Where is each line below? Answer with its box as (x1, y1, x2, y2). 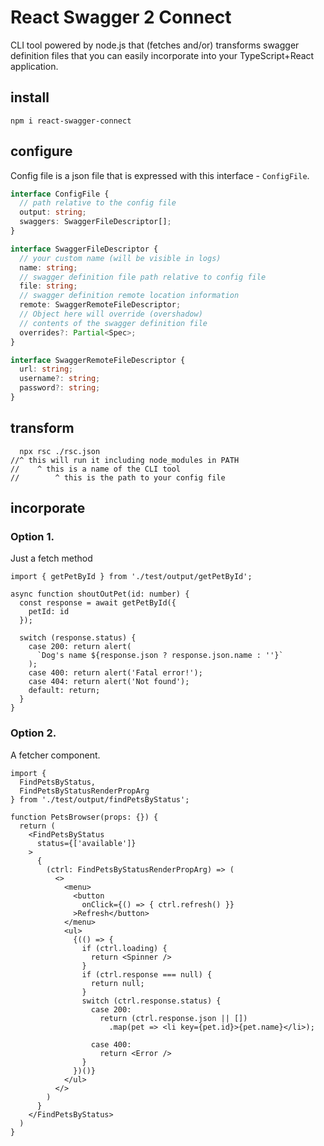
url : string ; (19, 364, 74, 375)
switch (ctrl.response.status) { (81, 996, 222, 1006)
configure (10, 143, 73, 160)
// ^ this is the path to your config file (10, 472, 226, 483)
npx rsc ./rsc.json (19, 446, 101, 456)
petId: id (28, 607, 70, 617)
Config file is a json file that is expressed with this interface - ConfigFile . (10, 169, 310, 181)
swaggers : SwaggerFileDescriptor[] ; (19, 217, 172, 227)
